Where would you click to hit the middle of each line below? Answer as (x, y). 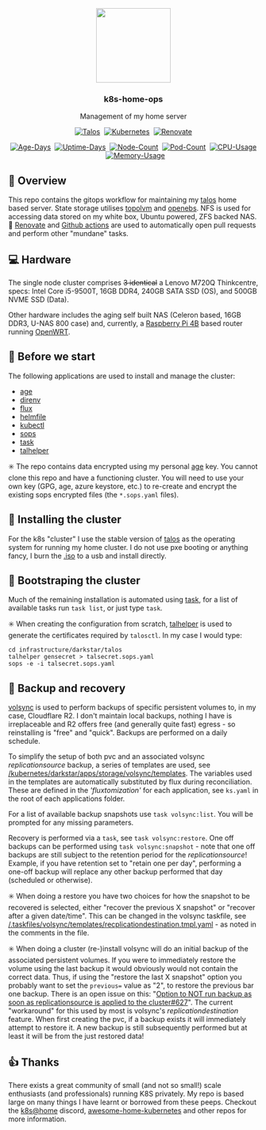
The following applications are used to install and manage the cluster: (122, 376)
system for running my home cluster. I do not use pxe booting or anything (128, 547)
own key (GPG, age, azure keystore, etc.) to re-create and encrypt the (123, 486)
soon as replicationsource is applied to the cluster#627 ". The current (121, 1002)
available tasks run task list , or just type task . (85, 608)
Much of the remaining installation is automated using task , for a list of (123, 600)
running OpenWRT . (39, 331)
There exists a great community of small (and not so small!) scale (115, 1085)
